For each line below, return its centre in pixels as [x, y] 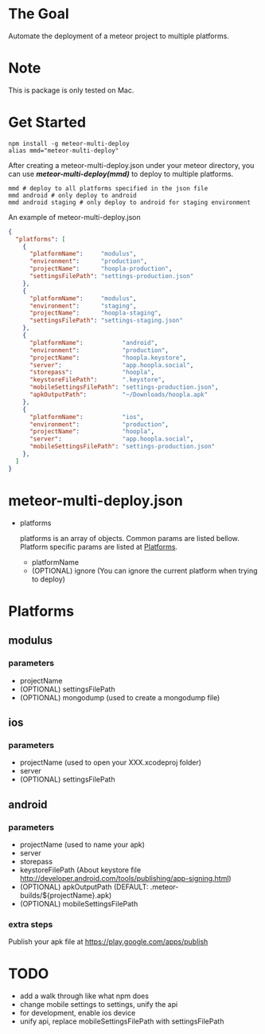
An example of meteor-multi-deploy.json [74, 217]
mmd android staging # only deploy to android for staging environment [129, 202]
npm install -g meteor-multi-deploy [69, 143]
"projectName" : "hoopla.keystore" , [108, 358]
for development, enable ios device [78, 1013]
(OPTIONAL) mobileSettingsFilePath [79, 903]
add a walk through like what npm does [84, 996]
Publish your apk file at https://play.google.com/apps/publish [108, 942]
